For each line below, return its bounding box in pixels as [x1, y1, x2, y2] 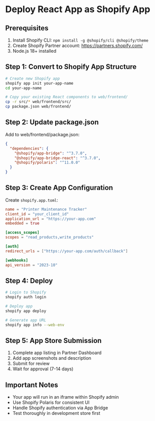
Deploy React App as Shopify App [5, 4, 150, 15]
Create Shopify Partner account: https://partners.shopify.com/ [12, 43, 143, 49]
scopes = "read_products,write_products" [5, 235, 94, 240]
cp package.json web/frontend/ [5, 104, 71, 109]
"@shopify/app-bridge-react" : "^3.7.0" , [14, 156, 101, 161]
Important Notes [5, 380, 58, 389]
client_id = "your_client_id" [5, 211, 69, 216]
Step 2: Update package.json [5, 118, 99, 127]
